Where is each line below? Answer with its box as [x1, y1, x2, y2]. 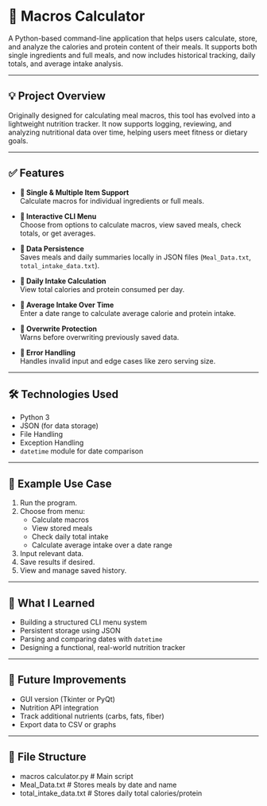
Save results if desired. [19, 557, 95, 567]
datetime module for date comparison [19, 446, 144, 456]
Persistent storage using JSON [19, 626, 121, 635]
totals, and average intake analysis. [8, 59, 124, 68]
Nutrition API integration [19, 703, 99, 712]
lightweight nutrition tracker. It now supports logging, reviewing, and [8, 119, 232, 128]
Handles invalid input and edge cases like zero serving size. [19, 356, 216, 365]
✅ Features [8, 166, 65, 180]
